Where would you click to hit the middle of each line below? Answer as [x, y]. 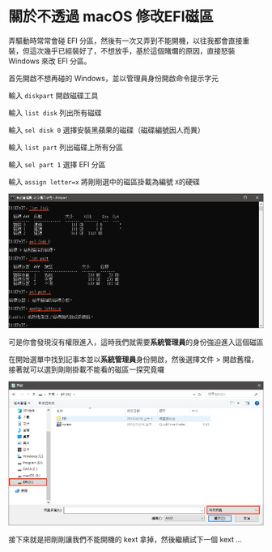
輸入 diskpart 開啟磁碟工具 [53, 95]
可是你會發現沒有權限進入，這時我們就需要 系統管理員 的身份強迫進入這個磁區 [136, 342]
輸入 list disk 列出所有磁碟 [55, 112]
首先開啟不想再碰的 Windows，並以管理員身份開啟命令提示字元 [113, 78]
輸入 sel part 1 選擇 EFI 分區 [57, 164]
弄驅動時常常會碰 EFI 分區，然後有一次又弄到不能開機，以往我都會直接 [125, 41]
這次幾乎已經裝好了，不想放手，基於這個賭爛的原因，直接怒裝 [132, 50]
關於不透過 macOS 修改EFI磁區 [111, 17]
